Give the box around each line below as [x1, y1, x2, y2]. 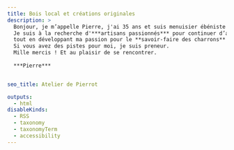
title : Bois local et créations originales [7, 10, 136, 17]
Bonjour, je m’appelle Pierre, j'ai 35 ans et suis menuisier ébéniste [13, 23, 226, 30]
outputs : [7, 93, 33, 100]
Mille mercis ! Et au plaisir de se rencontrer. [13, 50, 157, 57]
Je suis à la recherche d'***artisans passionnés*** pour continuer [13, 29, 217, 37]
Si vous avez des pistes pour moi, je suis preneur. [13, 43, 170, 50]
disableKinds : [7, 106, 49, 114]
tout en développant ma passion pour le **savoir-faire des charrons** [13, 36, 226, 43]
